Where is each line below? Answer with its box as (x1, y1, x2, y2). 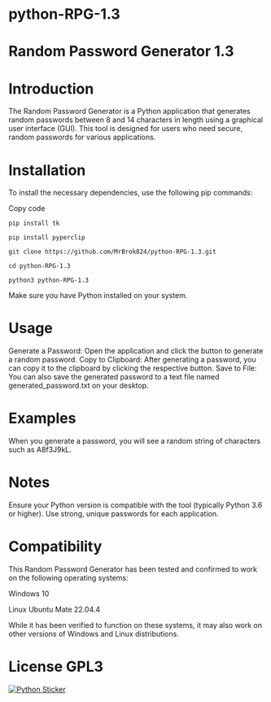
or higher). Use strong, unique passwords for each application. (8, 509, 219, 519)
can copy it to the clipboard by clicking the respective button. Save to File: (8, 363, 257, 373)
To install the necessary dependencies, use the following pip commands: (8, 188, 253, 198)
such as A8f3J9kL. (8, 445, 72, 454)
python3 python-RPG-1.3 (8, 276, 90, 285)
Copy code (8, 204, 46, 213)
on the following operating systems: (8, 573, 129, 582)
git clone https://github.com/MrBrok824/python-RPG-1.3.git (8, 248, 217, 257)
